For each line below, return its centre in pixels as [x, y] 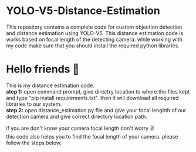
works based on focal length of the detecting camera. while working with [94, 39]
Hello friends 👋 [43, 69]
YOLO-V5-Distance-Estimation [83, 11]
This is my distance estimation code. [50, 85]
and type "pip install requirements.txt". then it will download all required [92, 98]
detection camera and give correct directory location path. [77, 116]
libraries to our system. [34, 104]
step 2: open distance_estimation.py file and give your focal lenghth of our [96, 110]
